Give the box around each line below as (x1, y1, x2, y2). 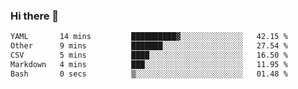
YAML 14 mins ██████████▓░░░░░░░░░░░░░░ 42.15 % (10, 32, 288, 42)
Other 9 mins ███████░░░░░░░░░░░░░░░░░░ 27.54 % (10, 41, 288, 51)
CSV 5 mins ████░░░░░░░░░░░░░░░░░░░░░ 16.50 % (10, 50, 288, 61)
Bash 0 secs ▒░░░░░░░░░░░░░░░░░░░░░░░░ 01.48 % (10, 69, 288, 79)
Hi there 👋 (10, 9, 60, 23)
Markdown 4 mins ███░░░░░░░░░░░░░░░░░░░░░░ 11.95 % (10, 59, 288, 69)
